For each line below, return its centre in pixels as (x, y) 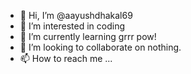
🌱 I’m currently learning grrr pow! (88, 36)
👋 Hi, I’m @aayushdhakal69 (76, 15)
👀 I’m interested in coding (72, 26)
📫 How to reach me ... (66, 58)
